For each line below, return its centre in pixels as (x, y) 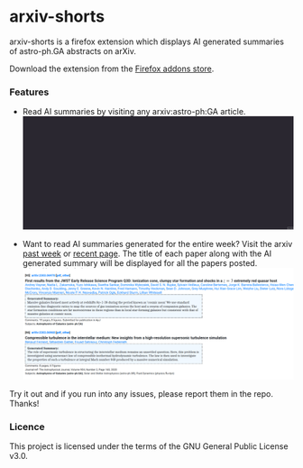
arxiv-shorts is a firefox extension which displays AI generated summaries (147, 41)
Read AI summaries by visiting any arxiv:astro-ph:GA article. (134, 112)
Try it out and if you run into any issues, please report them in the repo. (141, 393)
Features (29, 92)
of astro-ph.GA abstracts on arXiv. (73, 50)
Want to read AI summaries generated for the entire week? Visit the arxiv (157, 244)
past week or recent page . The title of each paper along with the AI (147, 253)
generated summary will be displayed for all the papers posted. (140, 263)
